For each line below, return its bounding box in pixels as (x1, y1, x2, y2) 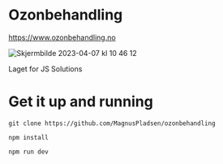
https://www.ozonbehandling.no (8, 32, 116, 42)
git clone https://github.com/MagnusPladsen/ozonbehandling (8, 119, 217, 127)
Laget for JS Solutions (8, 63, 83, 74)
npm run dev (8, 148, 49, 156)
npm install (8, 133, 49, 141)
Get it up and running (8, 93, 154, 111)
